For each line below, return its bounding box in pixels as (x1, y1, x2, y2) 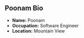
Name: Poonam (12, 17, 45, 23)
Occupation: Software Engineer (12, 22, 79, 28)
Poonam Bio (5, 4, 44, 12)
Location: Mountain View (12, 27, 65, 34)
